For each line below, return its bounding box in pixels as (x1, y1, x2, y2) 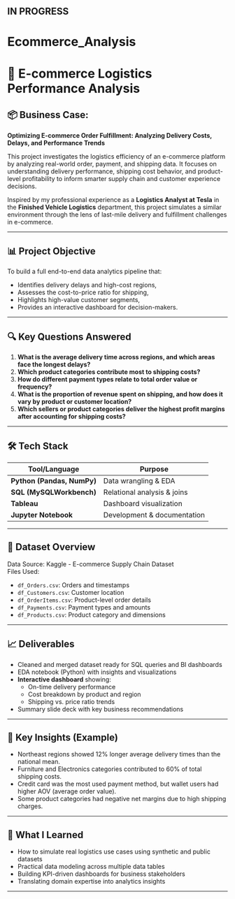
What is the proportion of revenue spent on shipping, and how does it (17, 390, 224, 398)
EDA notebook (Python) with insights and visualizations (17, 668, 177, 676)
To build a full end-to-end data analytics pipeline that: (7, 267, 162, 275)
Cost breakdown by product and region (27, 690, 141, 698)
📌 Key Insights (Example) (7, 732, 119, 744)
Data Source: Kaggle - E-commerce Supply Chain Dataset (7, 559, 174, 568)
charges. (17, 802, 43, 810)
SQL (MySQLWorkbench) (10, 487, 97, 497)
